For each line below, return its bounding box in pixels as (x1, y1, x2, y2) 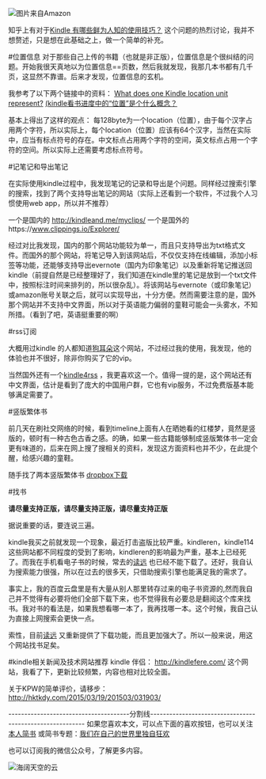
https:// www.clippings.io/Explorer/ (8, 224, 120, 234)
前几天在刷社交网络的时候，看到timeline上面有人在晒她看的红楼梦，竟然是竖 (8, 424, 256, 433)
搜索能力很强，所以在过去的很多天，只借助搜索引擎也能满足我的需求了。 (14, 567, 251, 576)
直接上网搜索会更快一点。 (14, 614, 99, 623)
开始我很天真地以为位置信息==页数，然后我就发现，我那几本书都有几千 (21, 62, 253, 71)
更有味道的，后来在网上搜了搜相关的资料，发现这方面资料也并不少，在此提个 (8, 443, 258, 453)
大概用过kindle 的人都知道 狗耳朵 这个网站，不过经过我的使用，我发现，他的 (8, 344, 252, 352)
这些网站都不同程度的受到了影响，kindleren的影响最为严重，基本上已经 (8, 547, 240, 557)
